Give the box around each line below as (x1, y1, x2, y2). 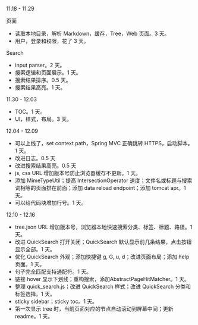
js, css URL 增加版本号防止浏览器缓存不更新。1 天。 (14, 170, 142, 176)
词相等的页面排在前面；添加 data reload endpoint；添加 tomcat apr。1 (14, 185, 186, 191)
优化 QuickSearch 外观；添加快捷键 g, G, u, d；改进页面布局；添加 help (14, 253, 190, 260)
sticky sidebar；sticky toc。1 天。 (14, 298, 98, 305)
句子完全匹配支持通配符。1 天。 (14, 268, 92, 275)
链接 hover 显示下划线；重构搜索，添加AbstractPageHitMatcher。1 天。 (14, 276, 190, 282)
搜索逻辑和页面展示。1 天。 (14, 69, 81, 76)
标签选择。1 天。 (14, 290, 55, 297)
